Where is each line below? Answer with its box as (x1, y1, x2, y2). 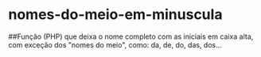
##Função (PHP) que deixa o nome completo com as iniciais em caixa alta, (8, 32, 254, 41)
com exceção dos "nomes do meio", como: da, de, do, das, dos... (8, 40, 223, 49)
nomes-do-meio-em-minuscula (8, 6, 223, 24)
